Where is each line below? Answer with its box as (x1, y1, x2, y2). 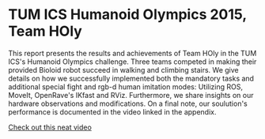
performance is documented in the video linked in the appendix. (8, 107, 217, 116)
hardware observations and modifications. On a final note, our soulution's (8, 99, 248, 108)
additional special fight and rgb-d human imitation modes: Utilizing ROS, (8, 81, 244, 92)
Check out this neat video (8, 122, 93, 132)
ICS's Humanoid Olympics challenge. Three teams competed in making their (8, 57, 257, 66)
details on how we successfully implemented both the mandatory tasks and (8, 73, 255, 83)
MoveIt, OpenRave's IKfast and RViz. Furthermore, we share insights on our (8, 90, 254, 100)
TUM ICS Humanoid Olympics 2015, (8, 6, 247, 24)
